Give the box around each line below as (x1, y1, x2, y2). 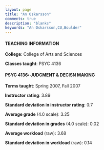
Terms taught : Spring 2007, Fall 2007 (5, 83, 81, 88)
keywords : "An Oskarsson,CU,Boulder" (5, 25, 82, 30)
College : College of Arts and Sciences (5, 51, 82, 57)
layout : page (5, 7, 32, 12)
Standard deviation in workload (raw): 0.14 (5, 140, 92, 146)
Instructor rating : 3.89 (5, 92, 51, 98)
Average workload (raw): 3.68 (5, 130, 67, 136)
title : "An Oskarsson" (5, 12, 51, 17)
